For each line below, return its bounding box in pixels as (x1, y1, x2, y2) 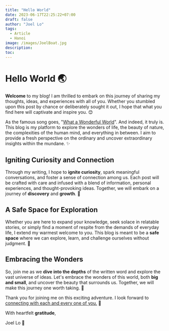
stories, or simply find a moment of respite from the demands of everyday (5, 224, 159, 230)
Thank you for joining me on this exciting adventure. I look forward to (5, 294, 149, 301)
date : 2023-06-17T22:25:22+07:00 (5, 12, 76, 17)
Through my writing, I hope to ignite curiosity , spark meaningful (5, 169, 140, 175)
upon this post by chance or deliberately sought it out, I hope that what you (5, 104, 162, 110)
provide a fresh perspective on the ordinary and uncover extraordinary (5, 135, 153, 141)
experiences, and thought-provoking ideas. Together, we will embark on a (5, 185, 159, 191)
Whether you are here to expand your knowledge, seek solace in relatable (5, 219, 159, 225)
